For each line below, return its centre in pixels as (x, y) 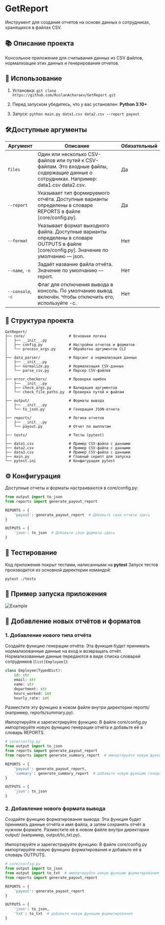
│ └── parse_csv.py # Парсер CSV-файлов (58, 371)
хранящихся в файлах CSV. (34, 27)
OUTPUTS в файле (60, 244)
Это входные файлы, (83, 167)
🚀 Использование (34, 78)
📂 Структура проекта (40, 320)
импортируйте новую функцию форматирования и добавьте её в (73, 850)
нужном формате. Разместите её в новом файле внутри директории (77, 830)
